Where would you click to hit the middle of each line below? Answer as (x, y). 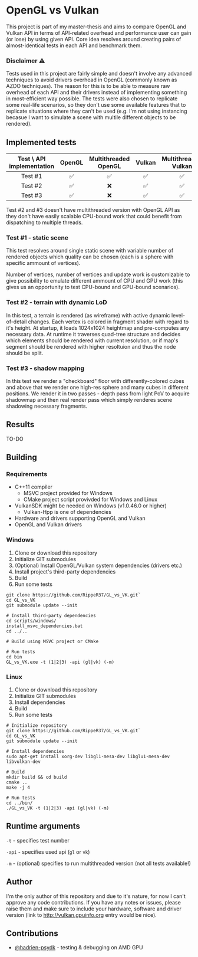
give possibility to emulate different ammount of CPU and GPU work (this (95, 281)
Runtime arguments (43, 826)
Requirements (27, 474)
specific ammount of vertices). (43, 263)
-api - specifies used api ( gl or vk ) (48, 852)
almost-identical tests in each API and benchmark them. (74, 45)
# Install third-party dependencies (51, 615)
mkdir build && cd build (37, 777)
